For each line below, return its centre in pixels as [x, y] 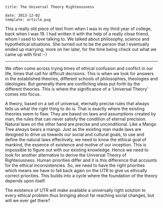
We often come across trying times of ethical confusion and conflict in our [79, 68]
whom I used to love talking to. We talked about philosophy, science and [77, 39]
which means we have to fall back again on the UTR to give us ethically [76, 170]
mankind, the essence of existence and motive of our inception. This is [76, 145]
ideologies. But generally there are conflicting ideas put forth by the [73, 84]
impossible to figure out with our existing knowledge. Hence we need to [77, 150]
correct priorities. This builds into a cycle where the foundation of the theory [81, 176]
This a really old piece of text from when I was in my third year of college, [78, 29]
